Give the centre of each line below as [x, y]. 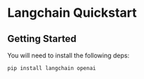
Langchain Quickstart [72, 13]
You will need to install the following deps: [68, 55]
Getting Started [42, 39]
